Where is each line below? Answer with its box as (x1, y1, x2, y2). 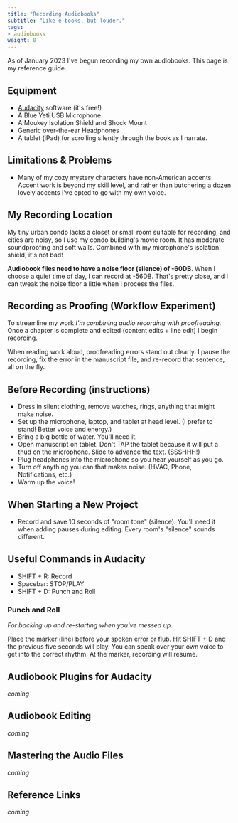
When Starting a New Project (7, 499, 139, 511)
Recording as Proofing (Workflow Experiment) (7, 299, 216, 312)
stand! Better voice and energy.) (17, 425, 112, 434)
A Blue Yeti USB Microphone (17, 111, 102, 120)
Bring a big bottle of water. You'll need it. (17, 432, 137, 441)
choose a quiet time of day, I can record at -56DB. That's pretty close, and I (7, 272, 229, 280)
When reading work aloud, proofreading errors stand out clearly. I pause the (7, 348, 231, 356)
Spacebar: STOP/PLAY (17, 579, 85, 588)
